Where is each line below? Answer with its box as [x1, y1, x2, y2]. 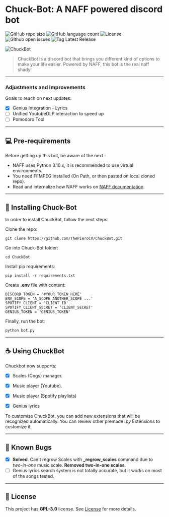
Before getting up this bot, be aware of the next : [5, 153, 106, 159]
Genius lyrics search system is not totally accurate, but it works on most [12, 467, 162, 473]
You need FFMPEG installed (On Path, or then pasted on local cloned [12, 173, 155, 179]
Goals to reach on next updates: [5, 95, 72, 101]
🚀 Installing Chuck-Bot [5, 203, 77, 212]
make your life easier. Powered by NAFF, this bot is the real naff [17, 61, 149, 67]
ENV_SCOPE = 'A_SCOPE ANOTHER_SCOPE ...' [5, 296, 94, 301]
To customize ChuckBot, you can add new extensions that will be [5, 413, 140, 419]
